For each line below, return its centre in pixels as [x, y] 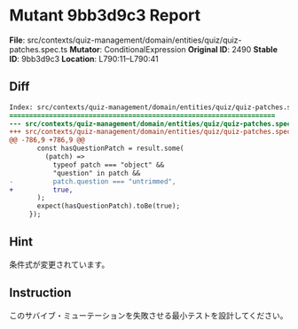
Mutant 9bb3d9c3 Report [105, 16]
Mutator [85, 49]
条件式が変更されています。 [59, 264]
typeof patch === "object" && [109, 165]
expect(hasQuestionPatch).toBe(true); [108, 206]
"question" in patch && [97, 173]
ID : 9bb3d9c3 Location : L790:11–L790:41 [84, 59]
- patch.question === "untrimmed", [93, 181]
